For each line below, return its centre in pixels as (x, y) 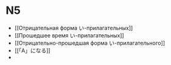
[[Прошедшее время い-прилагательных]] (69, 35)
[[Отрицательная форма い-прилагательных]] (74, 28)
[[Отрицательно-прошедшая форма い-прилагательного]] (90, 43)
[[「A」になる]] (32, 50)
